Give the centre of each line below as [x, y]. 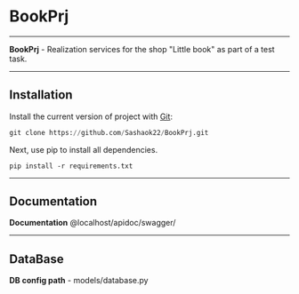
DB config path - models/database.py [79, 281]
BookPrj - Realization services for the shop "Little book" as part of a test [142, 49]
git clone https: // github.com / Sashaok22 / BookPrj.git [109, 132]
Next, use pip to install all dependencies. [84, 149]
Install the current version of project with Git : [91, 116]
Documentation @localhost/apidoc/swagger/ [93, 223]
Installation [41, 95]
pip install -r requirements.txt [71, 166]
